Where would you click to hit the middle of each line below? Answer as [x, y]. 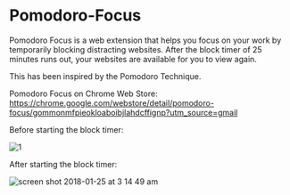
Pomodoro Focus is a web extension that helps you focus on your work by [145, 40]
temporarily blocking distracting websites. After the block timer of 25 [136, 49]
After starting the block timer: [63, 164]
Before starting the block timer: [66, 129]
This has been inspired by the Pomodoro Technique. [105, 76]
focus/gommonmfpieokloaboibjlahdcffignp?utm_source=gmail [124, 112]
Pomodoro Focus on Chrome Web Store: [83, 93]
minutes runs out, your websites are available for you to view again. [133, 59]
